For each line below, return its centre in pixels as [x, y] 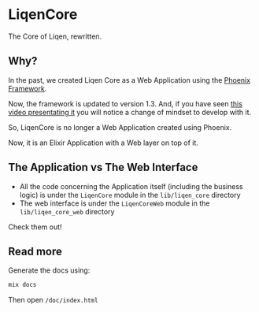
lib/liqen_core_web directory [67, 211]
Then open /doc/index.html [53, 300]
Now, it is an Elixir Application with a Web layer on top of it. [104, 143]
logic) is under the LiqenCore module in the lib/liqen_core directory [130, 195]
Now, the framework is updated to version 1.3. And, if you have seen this [125, 103]
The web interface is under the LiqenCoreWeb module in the [115, 203]
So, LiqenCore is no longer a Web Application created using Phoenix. [120, 127]
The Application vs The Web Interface [103, 167]
